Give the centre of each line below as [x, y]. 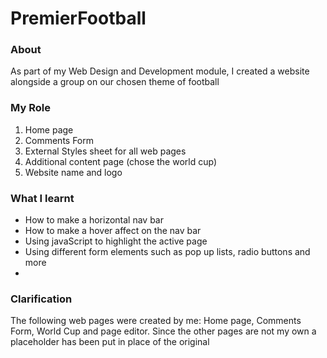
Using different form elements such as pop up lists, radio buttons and [167, 252]
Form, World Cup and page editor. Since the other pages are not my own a [163, 331]
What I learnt [42, 198]
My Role [30, 108]
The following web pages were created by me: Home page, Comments [156, 321]
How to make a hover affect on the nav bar [113, 231]
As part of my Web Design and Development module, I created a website [160, 71]
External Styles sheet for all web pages [105, 151]
